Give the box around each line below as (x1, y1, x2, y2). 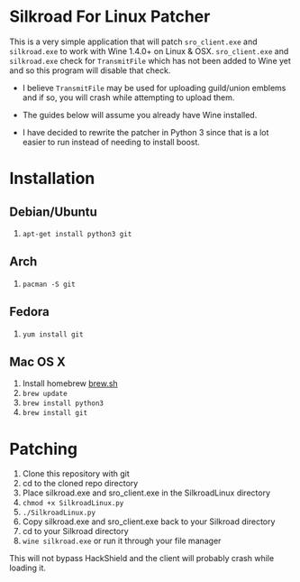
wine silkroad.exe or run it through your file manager (22, 535, 222, 547)
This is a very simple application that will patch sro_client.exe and (9, 36, 258, 47)
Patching (9, 439, 78, 459)
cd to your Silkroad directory (22, 526, 129, 537)
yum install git (22, 329, 84, 339)
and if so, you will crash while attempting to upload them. (22, 92, 235, 103)
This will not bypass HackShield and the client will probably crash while (9, 553, 275, 564)
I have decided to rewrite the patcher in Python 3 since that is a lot (22, 126, 269, 137)
